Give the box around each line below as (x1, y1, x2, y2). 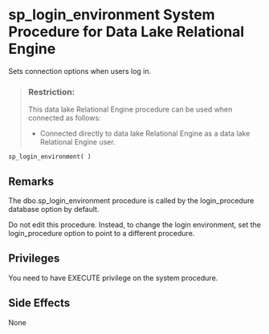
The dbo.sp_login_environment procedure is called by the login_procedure (8, 196, 255, 206)
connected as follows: (27, 113, 102, 123)
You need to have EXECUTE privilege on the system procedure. (8, 273, 218, 283)
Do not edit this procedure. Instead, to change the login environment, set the (8, 220, 261, 230)
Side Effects (8, 296, 71, 310)
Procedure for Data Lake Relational (8, 22, 245, 41)
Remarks (8, 174, 55, 188)
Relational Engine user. (39, 137, 116, 147)
